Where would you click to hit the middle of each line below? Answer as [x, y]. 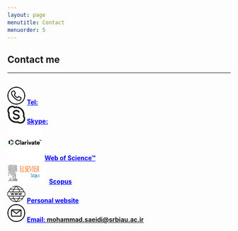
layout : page [27, 15]
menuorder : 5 [27, 30]
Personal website [53, 201]
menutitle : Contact [36, 22]
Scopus [60, 181]
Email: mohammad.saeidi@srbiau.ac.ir [85, 220]
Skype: [37, 121]
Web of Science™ [70, 158]
